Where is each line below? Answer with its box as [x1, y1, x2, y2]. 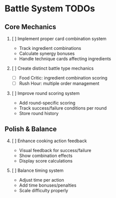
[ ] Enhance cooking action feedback [11, 138, 87, 144]
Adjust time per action [19, 177, 65, 183]
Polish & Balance [4, 124, 57, 133]
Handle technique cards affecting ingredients [19, 56, 112, 62]
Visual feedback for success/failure [19, 147, 92, 153]
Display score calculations [19, 158, 73, 163]
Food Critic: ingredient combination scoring [19, 75, 108, 80]
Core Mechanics [4, 23, 56, 31]
